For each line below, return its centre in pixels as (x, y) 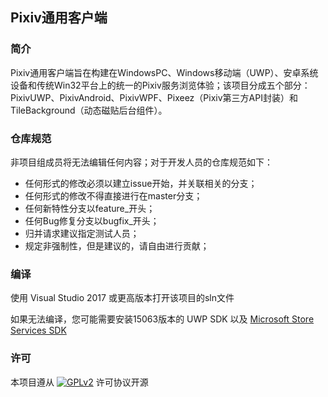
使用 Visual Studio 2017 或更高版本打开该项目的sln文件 (122, 298)
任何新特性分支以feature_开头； (90, 208)
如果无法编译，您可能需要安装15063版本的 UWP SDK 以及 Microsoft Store (162, 319)
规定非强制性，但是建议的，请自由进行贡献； (117, 245)
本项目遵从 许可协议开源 (79, 382)
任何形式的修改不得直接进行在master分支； (113, 195)
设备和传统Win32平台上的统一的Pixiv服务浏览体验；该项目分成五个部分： (160, 85)
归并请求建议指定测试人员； (82, 233)
